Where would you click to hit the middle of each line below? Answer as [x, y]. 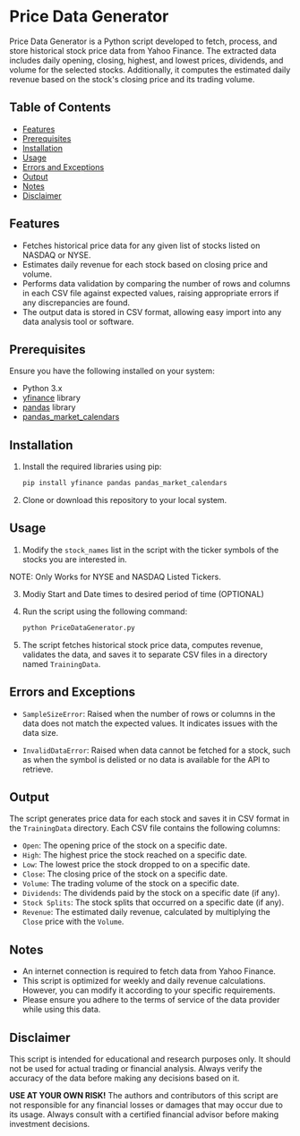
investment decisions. [50, 1124]
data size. [40, 732]
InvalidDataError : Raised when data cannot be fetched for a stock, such [156, 750]
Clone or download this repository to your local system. [124, 500]
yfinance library [51, 398]
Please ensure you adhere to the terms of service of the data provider [151, 1000]
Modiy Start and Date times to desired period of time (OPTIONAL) [143, 594]
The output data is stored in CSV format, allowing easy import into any [152, 312]
